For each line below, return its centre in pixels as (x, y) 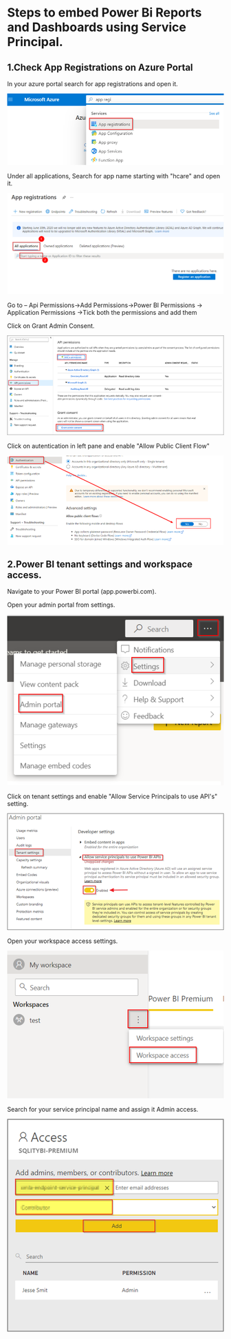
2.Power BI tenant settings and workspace (100, 564)
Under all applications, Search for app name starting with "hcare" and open (114, 176)
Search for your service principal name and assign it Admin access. (103, 1110)
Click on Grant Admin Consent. (51, 326)
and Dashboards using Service (97, 27)
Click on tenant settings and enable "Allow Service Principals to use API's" (112, 796)
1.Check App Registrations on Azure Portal (100, 67)
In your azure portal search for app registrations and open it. (93, 84)
